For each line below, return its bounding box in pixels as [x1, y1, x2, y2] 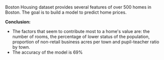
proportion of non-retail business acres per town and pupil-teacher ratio [12, 39, 160, 45]
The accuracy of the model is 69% [12, 49, 83, 55]
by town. [12, 44, 31, 50]
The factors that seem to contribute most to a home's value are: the [12, 29, 150, 34]
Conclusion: [5, 19, 31, 25]
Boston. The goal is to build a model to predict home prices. [5, 9, 127, 15]
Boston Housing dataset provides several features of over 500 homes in [5, 4, 152, 10]
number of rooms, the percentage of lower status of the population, [12, 34, 150, 39]
